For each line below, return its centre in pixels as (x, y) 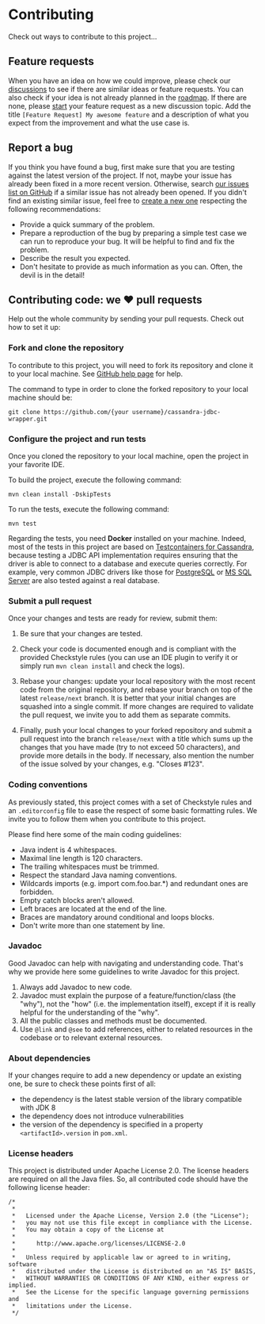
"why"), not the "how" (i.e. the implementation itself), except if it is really (138, 1004)
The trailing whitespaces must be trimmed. (89, 866)
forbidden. (37, 892)
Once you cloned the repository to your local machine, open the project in (129, 456)
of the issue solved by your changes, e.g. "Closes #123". (112, 764)
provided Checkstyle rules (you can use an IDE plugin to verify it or (129, 658)
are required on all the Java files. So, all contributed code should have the (128, 1179)
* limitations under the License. (72, 1307)
